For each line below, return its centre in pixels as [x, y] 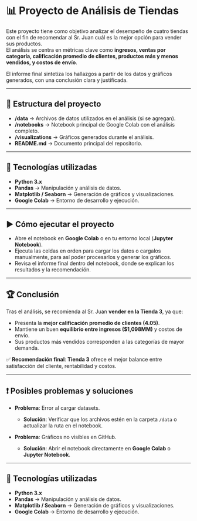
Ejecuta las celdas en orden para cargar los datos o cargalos [88, 251]
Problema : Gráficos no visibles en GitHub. [65, 437]
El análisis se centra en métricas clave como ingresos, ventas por [86, 49]
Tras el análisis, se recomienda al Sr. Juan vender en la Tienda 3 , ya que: [95, 311]
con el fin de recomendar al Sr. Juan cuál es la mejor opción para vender [94, 37]
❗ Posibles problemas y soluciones [70, 391]
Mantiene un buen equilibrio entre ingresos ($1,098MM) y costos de [98, 329]
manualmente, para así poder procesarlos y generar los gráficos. [93, 257]
